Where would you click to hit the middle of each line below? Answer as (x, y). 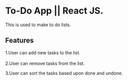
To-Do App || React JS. (54, 11)
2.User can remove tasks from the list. (45, 63)
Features (19, 40)
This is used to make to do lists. (38, 25)
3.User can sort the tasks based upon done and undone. (64, 73)
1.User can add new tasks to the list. (43, 52)
